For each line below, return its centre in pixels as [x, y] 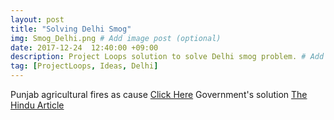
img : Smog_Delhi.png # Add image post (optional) [116, 38]
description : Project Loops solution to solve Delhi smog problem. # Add [167, 57]
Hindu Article [37, 105]
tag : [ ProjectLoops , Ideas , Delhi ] [84, 66]
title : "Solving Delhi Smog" [71, 29]
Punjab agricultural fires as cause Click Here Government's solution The [159, 94]
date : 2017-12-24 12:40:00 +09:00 [84, 47]
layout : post [37, 19]
